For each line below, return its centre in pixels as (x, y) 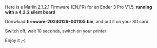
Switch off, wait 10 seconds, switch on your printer (56, 31)
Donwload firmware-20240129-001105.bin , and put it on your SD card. (78, 22)
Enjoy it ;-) (15, 40)
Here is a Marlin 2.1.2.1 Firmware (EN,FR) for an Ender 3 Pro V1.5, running (78, 7)
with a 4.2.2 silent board (30, 12)
